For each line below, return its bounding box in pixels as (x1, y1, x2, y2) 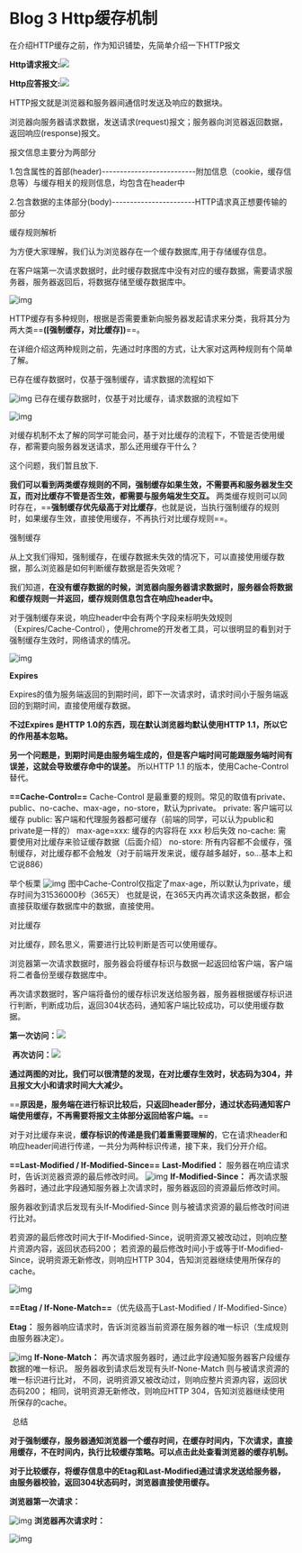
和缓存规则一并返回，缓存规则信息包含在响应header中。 (9, 592, 218, 604)
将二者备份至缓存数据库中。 (9, 969, 112, 980)
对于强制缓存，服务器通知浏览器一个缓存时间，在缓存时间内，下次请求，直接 (9, 1435, 293, 1446)
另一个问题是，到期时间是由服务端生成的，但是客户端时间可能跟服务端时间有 (9, 749, 293, 760)
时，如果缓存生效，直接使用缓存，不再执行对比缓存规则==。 (9, 513, 233, 524)
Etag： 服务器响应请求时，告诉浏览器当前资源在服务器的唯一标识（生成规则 (9, 1321, 289, 1332)
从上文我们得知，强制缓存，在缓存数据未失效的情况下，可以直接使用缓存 (9, 551, 277, 562)
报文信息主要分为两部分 (9, 146, 96, 158)
